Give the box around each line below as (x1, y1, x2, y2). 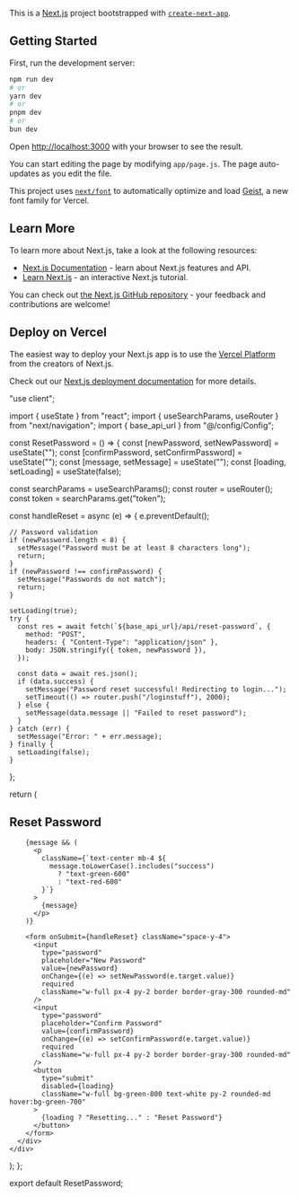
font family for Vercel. (9, 195, 90, 206)
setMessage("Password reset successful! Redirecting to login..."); (25, 684, 287, 694)
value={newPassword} (41, 964, 119, 973)
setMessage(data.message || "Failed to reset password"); (25, 709, 247, 717)
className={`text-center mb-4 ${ (41, 854, 167, 863)
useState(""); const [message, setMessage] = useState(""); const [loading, (9, 456, 286, 467)
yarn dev (9, 92, 42, 101)
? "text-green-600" (57, 870, 130, 879)
